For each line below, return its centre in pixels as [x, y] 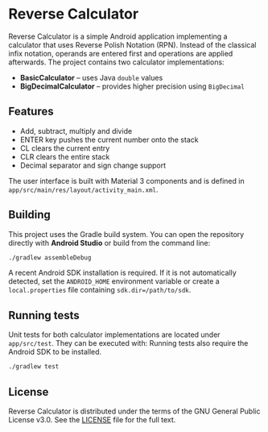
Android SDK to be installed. [55, 352]
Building [29, 215]
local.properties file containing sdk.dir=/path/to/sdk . [100, 290]
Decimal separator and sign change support [93, 165]
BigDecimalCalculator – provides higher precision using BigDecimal [132, 86]
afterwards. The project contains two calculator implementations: [116, 62]
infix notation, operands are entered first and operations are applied [121, 53]
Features [31, 112]
